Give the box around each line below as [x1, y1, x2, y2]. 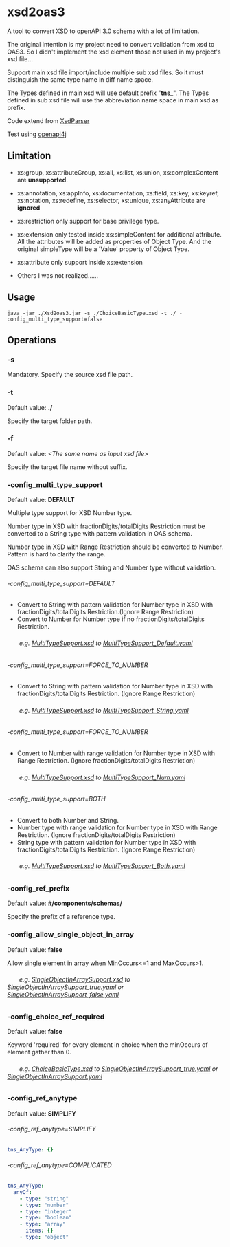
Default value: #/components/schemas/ [7, 899, 122, 908]
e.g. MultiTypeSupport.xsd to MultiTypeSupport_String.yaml [19, 706, 189, 714]
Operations [7, 334, 56, 346]
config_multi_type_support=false [7, 316, 103, 323]
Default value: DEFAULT [7, 496, 75, 504]
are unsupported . [16, 175, 69, 184]
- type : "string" [19, 1195, 69, 1202]
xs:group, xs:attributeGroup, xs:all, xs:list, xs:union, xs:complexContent [16, 168, 218, 176]
